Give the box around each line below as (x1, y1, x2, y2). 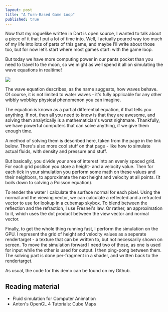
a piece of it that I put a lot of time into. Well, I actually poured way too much (5, 36, 162, 42)
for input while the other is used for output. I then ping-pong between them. (5, 247, 162, 253)
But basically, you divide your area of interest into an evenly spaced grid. (5, 158, 156, 164)
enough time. (5, 128, 33, 134)
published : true (5, 17, 39, 22)
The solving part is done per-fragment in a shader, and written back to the (5, 253, 158, 259)
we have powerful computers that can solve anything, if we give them (5, 123, 149, 129)
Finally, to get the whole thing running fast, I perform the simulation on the (5, 226, 158, 232)
